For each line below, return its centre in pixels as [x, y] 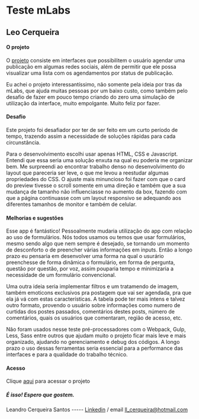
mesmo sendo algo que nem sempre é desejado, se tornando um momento [98, 244]
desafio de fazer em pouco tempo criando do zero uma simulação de [90, 97]
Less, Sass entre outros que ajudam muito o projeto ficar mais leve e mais [96, 336]
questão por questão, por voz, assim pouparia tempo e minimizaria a [90, 269]
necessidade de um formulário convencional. [61, 275]
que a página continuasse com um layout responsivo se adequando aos [94, 198]
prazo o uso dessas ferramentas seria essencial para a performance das [95, 348]
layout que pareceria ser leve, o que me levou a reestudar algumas [87, 173]
